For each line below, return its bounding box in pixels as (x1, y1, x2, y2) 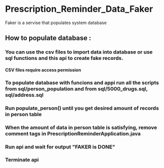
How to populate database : (5, 34, 92, 42)
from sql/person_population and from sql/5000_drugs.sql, (5, 85, 148, 92)
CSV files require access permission (5, 67, 81, 73)
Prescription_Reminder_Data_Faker (5, 3, 153, 15)
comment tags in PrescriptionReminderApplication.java (5, 130, 141, 137)
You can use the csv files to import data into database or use (5, 49, 153, 56)
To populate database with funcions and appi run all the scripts (5, 79, 159, 86)
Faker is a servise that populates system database (5, 20, 107, 26)
